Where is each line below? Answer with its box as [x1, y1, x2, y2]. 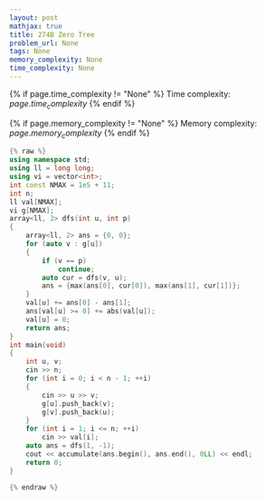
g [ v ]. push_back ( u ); [42, 408, 116, 417]
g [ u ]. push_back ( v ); [42, 399, 116, 408]
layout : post [9, 13, 59, 23]
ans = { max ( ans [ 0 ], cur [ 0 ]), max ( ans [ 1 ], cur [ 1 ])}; [42, 281, 242, 290]
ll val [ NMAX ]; [9, 197, 63, 206]
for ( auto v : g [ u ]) [25, 240, 103, 249]
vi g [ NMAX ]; [9, 205, 54, 215]
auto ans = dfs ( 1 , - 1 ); [25, 441, 116, 450]
